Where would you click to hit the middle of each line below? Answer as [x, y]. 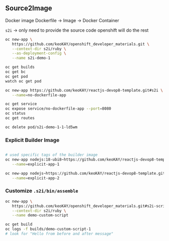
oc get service [21, 104]
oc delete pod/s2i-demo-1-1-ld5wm [41, 127]
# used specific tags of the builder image [52, 155]
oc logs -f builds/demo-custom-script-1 [48, 229]
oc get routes [20, 118]
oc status [16, 113]
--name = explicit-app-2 [35, 178]
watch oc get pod [23, 81]
